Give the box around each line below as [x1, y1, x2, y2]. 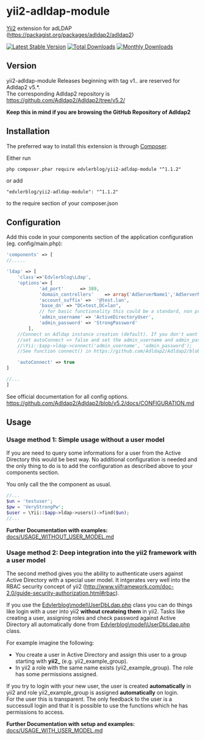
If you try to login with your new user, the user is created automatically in [6, 682, 192, 690]
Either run [6, 154, 31, 162]
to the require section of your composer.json [6, 199, 118, 206]
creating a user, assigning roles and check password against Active [6, 614, 176, 622]
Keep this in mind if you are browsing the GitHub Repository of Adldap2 [6, 108, 191, 116]
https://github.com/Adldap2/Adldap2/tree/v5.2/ [6, 96, 126, 104]
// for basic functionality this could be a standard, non [38, 308, 192, 315]
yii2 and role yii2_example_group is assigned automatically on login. [6, 689, 179, 697]
